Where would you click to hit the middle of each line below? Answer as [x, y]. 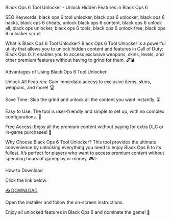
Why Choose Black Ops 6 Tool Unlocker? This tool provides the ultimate [81, 142]
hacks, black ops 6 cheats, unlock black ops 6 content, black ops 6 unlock [84, 23]
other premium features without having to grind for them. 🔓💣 [70, 60]
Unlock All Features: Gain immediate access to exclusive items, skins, [78, 82]
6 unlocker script [23, 33]
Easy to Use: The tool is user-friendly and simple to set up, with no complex [85, 111]
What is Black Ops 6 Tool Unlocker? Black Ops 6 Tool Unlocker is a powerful [86, 43]
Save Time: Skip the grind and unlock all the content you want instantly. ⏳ [83, 100]
